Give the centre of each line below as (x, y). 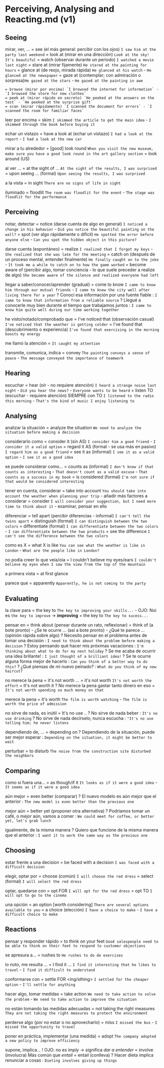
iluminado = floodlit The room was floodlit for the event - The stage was (80, 192)
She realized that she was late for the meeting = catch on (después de (80, 254)
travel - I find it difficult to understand (50, 970)
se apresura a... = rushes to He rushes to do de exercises (64, 955)
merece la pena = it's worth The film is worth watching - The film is (76, 699)
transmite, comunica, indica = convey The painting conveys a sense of (78, 352)
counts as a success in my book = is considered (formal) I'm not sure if (80, 477)
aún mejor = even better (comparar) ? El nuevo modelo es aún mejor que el (81, 796)
